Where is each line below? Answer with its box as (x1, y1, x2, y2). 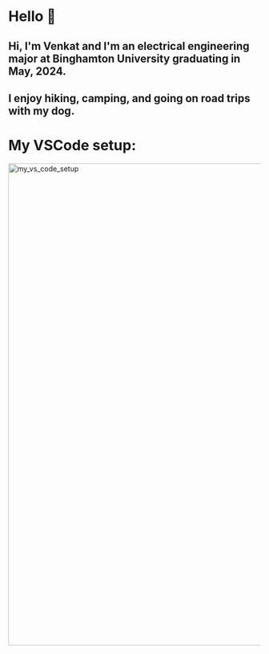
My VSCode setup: (8, 137, 136, 155)
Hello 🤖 (8, 7, 56, 26)
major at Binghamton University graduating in (8, 51, 241, 65)
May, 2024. (8, 64, 66, 78)
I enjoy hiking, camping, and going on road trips (8, 92, 251, 105)
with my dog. (8, 104, 75, 117)
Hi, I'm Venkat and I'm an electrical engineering (8, 39, 250, 53)
